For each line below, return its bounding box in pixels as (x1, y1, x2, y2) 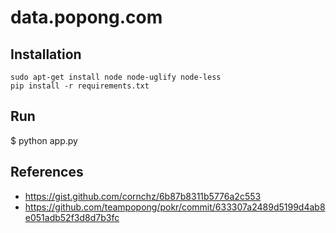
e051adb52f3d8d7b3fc (24, 211, 120, 223)
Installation (10, 46, 82, 63)
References (10, 164, 84, 181)
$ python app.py (10, 134, 78, 146)
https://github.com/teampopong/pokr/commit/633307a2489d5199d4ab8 (24, 201, 326, 213)
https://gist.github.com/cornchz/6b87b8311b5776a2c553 (24, 190, 262, 202)
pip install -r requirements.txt (10, 81, 150, 91)
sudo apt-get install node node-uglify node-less (10, 72, 222, 82)
